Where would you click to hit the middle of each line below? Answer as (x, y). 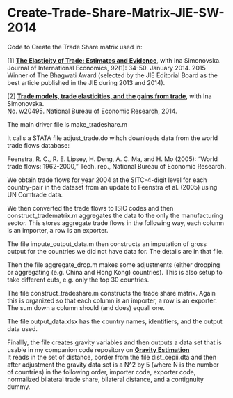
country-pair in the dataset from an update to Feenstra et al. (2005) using (112, 187)
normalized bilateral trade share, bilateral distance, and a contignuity (105, 379)
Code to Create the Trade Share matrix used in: (75, 47)
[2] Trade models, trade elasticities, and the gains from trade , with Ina (110, 96)
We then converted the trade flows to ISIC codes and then (90, 208)
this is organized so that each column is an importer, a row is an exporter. (112, 300)
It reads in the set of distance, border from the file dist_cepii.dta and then (112, 357)
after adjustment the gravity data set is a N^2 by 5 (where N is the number (113, 365)
